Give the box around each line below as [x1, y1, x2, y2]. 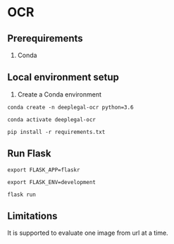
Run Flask [7, 147, 51, 159]
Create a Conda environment [17, 90, 102, 99]
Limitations [7, 210, 58, 222]
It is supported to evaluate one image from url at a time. [7, 228, 168, 237]
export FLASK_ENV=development [7, 178, 97, 185]
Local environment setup [7, 71, 120, 83]
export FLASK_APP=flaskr [7, 166, 80, 173]
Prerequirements [7, 32, 83, 44]
